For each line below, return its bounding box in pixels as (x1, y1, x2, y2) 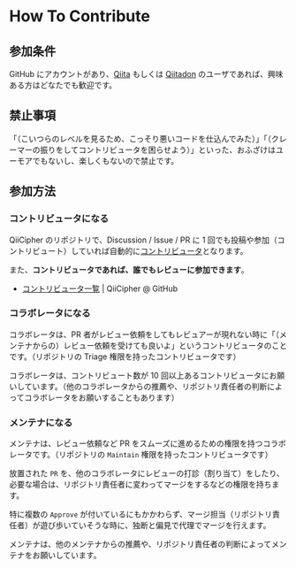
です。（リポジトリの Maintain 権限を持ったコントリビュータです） (32, 449, 273, 460)
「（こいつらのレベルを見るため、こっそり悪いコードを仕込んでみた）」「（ (9, 133, 272, 143)
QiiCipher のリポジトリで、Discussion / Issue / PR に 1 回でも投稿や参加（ (9, 234, 278, 245)
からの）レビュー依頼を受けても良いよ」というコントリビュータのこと (32, 340, 288, 350)
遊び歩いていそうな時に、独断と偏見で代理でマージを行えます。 (39, 520, 271, 531)
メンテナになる (9, 416, 73, 428)
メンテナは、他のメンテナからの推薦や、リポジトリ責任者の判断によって (9, 539, 272, 549)
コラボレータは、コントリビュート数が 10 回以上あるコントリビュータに (9, 370, 269, 380)
